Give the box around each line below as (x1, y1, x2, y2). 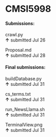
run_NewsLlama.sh (5, 106, 45, 112)
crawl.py (5, 32, 24, 38)
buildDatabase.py (5, 75, 42, 82)
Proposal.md (5, 47, 32, 53)
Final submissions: (5, 64, 46, 70)
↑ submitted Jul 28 (5, 52, 46, 59)
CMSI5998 (5, 3, 51, 15)
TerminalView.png (5, 121, 43, 128)
